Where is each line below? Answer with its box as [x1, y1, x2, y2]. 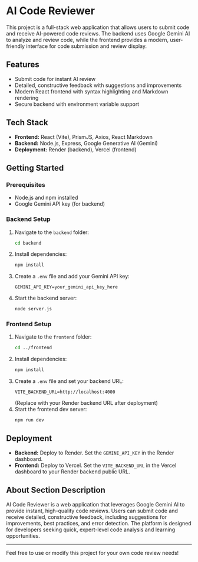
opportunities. [6, 532, 40, 539]
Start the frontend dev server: [14, 406, 87, 413]
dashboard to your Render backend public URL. [14, 468, 131, 475]
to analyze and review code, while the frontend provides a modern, [6, 36, 169, 43]
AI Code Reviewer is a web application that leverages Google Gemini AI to [6, 501, 185, 508]
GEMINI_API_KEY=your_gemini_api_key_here [14, 284, 118, 290]
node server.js [14, 306, 52, 312]
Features [6, 60, 39, 70]
